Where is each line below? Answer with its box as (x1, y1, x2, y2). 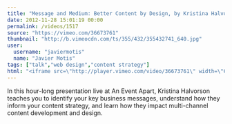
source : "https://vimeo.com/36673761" (7, 29, 119, 37)
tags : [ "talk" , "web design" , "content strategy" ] (7, 61, 150, 68)
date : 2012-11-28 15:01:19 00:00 (7, 17, 104, 23)
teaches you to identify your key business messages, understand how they (7, 94, 220, 102)
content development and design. (7, 108, 103, 117)
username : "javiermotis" (13, 49, 85, 56)
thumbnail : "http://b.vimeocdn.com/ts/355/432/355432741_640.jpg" (7, 36, 202, 43)
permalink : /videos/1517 (7, 23, 79, 30)
